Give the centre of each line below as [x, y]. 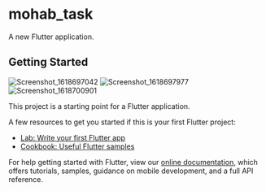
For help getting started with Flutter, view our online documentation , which [133, 162]
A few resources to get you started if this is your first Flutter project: [122, 122]
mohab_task [51, 14]
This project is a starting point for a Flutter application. [99, 106]
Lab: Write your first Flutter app [73, 137]
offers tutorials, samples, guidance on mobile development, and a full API [131, 171]
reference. [26, 179]
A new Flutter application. [51, 37]
